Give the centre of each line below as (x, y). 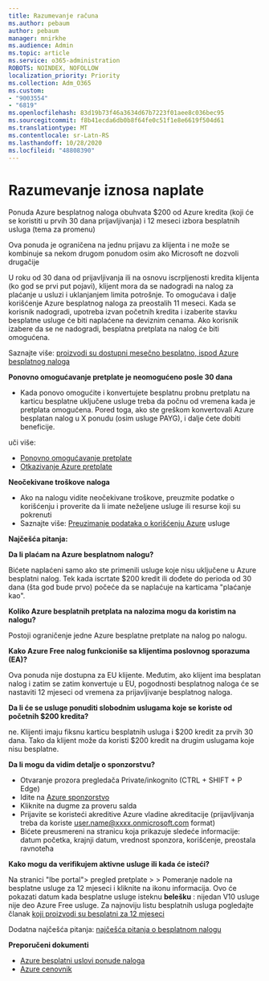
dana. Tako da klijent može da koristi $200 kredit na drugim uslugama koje (131, 741)
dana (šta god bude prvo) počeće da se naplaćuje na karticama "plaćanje (130, 587)
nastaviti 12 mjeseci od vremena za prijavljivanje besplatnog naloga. (120, 692)
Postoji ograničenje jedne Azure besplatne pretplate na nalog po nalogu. (128, 635)
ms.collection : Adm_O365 (50, 83)
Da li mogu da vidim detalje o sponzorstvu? (82, 765)
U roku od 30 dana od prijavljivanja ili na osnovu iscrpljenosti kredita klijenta (134, 277)
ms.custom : (26, 90)
